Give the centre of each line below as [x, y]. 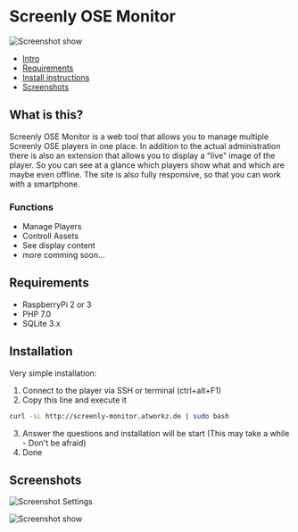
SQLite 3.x [41, 323]
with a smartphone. [45, 184]
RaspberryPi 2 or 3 [57, 304]
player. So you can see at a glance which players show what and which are [147, 165]
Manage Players [52, 227]
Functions [31, 207]
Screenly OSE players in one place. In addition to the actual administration [145, 145]
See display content [58, 245]
